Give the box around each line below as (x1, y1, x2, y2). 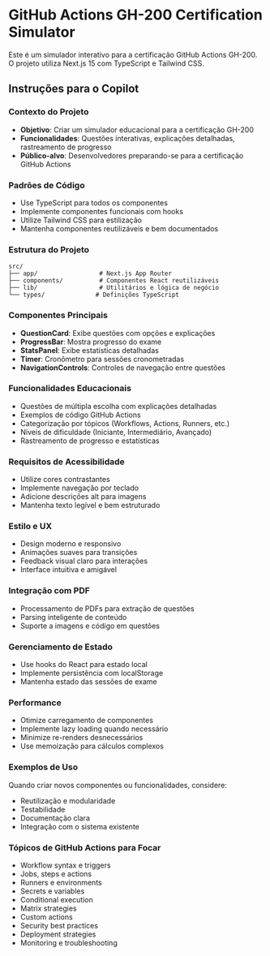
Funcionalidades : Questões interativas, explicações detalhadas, (19, 133, 235, 143)
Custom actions (19, 911, 73, 922)
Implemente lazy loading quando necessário (19, 724, 169, 734)
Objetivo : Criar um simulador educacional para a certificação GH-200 (19, 124, 254, 135)
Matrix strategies (19, 903, 77, 913)
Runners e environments (19, 877, 103, 887)
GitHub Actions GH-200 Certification (8, 6, 264, 24)
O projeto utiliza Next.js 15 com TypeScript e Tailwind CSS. (8, 58, 204, 68)
